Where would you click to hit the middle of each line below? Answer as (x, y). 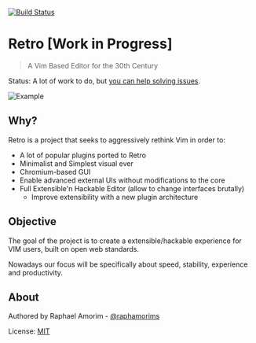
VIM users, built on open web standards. (74, 249)
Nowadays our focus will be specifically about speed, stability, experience (128, 264)
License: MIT (29, 331)
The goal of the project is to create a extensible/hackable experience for (125, 241)
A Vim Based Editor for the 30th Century (93, 65)
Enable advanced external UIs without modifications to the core (122, 180)
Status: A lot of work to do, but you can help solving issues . (104, 81)
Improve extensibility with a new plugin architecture (115, 197)
